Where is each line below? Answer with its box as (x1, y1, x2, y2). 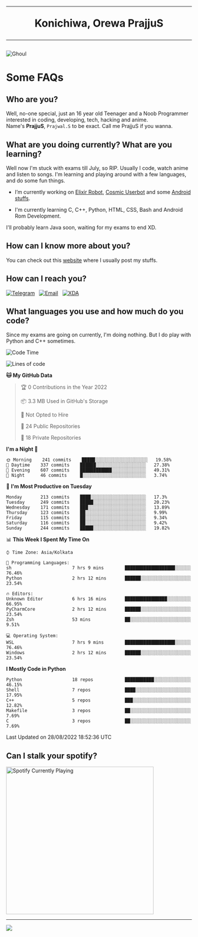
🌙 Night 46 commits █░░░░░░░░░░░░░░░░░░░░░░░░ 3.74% (6, 473, 167, 479)
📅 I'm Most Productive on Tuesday (6, 483, 93, 490)
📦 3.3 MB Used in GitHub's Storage (20, 398, 108, 405)
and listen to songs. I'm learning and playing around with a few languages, (6, 171, 187, 178)
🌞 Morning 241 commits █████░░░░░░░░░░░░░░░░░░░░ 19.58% (6, 457, 172, 463)
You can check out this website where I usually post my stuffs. (6, 257, 158, 264)
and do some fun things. (6, 177, 65, 184)
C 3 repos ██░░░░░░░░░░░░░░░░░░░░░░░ (6, 718, 192, 724)
